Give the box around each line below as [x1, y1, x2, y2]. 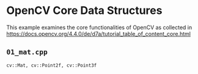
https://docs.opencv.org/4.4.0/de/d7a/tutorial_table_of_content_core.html [6, 30, 191, 37]
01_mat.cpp [6, 48, 48, 56]
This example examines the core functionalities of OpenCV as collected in [6, 24, 193, 31]
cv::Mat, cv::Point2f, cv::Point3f [6, 62, 97, 69]
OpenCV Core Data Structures [6, 4, 163, 18]
